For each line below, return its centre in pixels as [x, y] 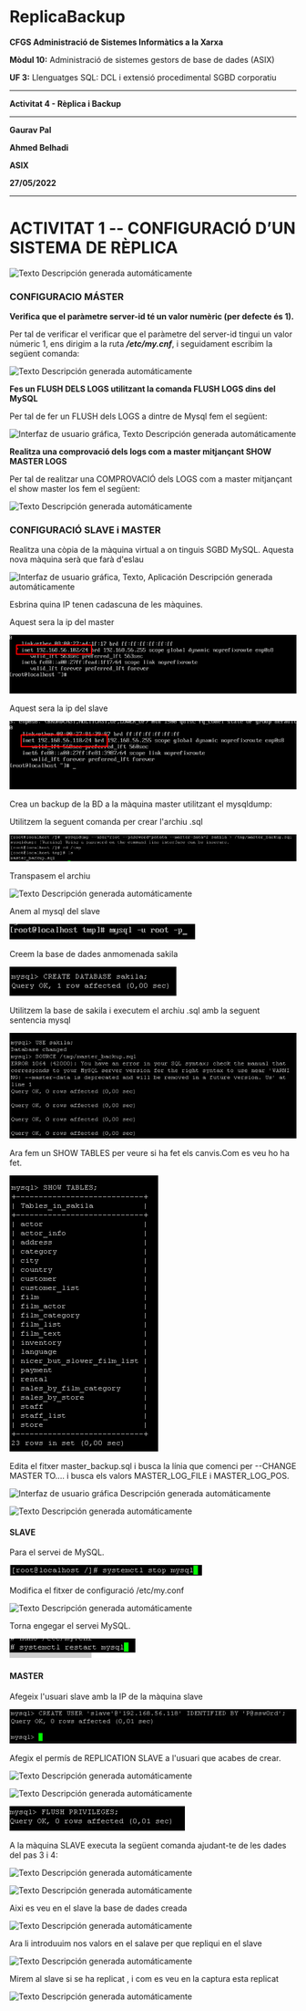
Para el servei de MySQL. [57, 1552]
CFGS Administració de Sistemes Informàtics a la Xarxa [117, 42]
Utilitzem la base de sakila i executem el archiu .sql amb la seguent [135, 1011]
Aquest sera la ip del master [62, 622]
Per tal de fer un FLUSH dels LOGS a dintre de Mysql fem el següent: [138, 416]
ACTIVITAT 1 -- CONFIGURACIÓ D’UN [153, 229]
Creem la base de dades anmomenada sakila [94, 954]
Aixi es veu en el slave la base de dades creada [98, 1908]
